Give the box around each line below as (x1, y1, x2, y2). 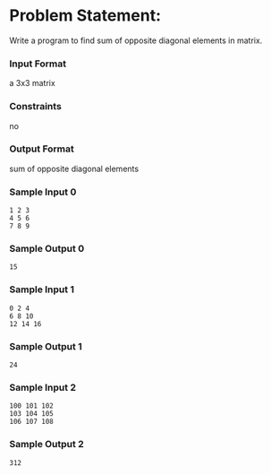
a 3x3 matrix (9, 78, 55, 89)
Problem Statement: (9, 5, 162, 26)
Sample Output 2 (9, 438, 84, 451)
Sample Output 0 (9, 243, 85, 255)
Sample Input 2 (9, 381, 76, 393)
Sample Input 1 (9, 283, 74, 296)
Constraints (9, 100, 63, 113)
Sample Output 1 (9, 340, 82, 352)
